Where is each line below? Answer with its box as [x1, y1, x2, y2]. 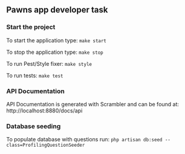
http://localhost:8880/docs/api [6, 107, 83, 114]
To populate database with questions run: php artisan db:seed [6, 136, 163, 143]
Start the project [6, 23, 56, 31]
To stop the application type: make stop [6, 48, 104, 56]
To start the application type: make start [6, 36, 107, 44]
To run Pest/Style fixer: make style [6, 60, 92, 67]
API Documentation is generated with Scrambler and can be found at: [6, 100, 180, 107]
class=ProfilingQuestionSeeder [6, 142, 85, 149]
